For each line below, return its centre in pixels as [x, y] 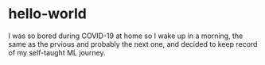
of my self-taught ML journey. [57, 52]
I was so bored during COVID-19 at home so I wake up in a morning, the [126, 36]
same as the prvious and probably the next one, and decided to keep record [133, 44]
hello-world [48, 14]
